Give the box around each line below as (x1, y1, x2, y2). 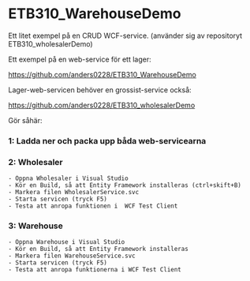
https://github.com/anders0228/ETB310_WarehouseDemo (8, 69, 197, 79)
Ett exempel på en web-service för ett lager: (8, 54, 151, 64)
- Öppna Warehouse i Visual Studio (8, 238, 125, 246)
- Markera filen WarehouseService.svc (8, 252, 136, 260)
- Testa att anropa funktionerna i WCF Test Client (8, 266, 181, 274)
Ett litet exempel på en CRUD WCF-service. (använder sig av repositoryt (8, 31, 243, 40)
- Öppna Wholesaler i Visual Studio (8, 174, 129, 182)
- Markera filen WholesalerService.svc (8, 189, 140, 197)
